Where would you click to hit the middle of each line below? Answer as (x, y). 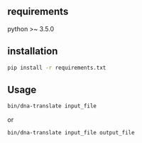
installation (33, 52)
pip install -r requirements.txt (57, 68)
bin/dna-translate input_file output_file (71, 133)
